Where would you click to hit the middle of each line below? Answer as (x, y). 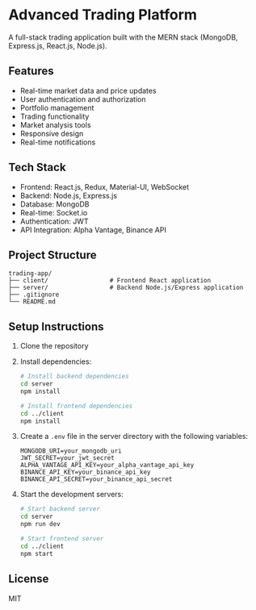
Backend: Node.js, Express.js (69, 195)
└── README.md (32, 302)
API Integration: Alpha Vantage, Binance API (93, 230)
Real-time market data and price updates (88, 90)
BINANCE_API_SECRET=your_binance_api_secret (96, 479)
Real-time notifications (58, 142)
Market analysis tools (55, 125)
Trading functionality (55, 116)
